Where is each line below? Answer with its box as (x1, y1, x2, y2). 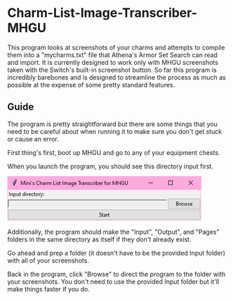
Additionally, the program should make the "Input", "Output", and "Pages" (7, 227, 220, 236)
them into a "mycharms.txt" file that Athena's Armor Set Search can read (7, 51, 218, 59)
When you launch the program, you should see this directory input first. (7, 162, 214, 170)
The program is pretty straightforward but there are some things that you (7, 120, 218, 128)
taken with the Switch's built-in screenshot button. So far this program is (7, 65, 217, 74)
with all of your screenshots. (7, 256, 90, 265)
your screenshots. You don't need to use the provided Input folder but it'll (7, 277, 220, 286)
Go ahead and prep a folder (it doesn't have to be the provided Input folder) (7, 249, 226, 257)
